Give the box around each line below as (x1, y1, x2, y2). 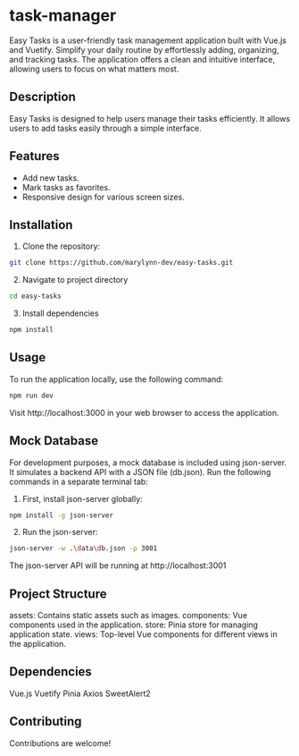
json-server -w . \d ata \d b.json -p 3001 (9, 544, 158, 553)
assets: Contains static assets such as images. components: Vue (9, 610, 248, 621)
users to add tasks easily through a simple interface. (9, 123, 203, 133)
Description (9, 89, 76, 105)
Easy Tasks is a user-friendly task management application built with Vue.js (9, 35, 287, 46)
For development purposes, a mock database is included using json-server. (9, 457, 287, 468)
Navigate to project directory (21, 275, 129, 285)
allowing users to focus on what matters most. (9, 64, 179, 74)
